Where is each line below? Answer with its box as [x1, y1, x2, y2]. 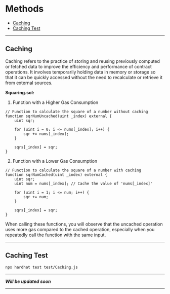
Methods [5, 3, 44, 15]
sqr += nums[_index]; [23, 131, 69, 136]
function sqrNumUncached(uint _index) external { [5, 114, 112, 119]
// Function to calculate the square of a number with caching [5, 168, 142, 173]
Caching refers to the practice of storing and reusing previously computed [5, 58, 160, 64]
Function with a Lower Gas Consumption [12, 158, 98, 164]
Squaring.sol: [5, 89, 34, 95]
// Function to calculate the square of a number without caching [5, 109, 148, 114]
